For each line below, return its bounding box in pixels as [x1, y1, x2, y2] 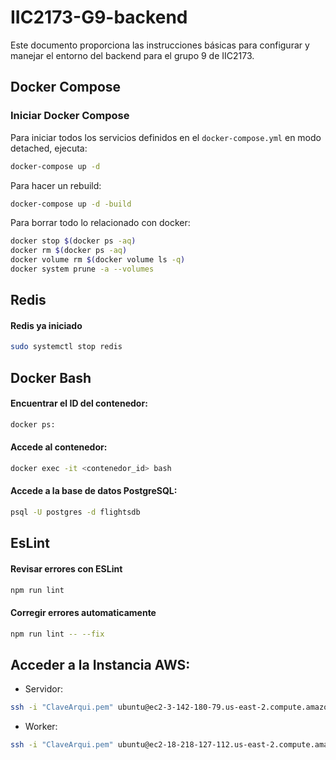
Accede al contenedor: [10, 441, 108, 453]
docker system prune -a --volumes [10, 264, 155, 274]
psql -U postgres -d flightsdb [10, 507, 141, 518]
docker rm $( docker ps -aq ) [10, 246, 128, 256]
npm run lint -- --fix [10, 629, 105, 639]
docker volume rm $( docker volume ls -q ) [10, 255, 186, 265]
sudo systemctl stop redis [10, 342, 123, 352]
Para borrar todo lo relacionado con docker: [10, 217, 191, 229]
